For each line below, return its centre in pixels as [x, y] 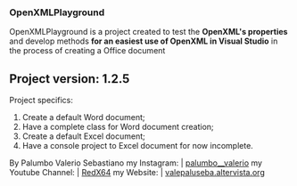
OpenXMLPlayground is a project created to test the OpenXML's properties [148, 32]
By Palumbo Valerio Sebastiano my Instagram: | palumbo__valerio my [136, 163]
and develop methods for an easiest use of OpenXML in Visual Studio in [144, 41]
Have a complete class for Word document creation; [118, 127]
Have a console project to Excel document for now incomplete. [138, 146]
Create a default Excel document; [83, 136]
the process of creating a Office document [87, 51]
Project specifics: [41, 101]
